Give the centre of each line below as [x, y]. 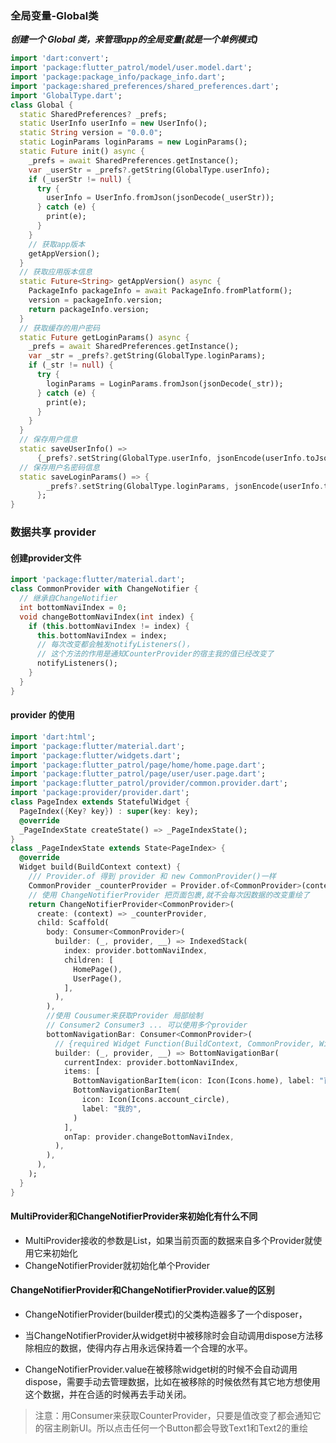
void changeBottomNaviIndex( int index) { [107, 617]
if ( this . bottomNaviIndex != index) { [109, 626]
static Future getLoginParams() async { [104, 337]
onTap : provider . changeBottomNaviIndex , [149, 1137]
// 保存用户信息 [48, 440]
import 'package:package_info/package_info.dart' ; [118, 77]
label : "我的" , [111, 1108]
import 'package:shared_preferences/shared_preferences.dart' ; [145, 86]
